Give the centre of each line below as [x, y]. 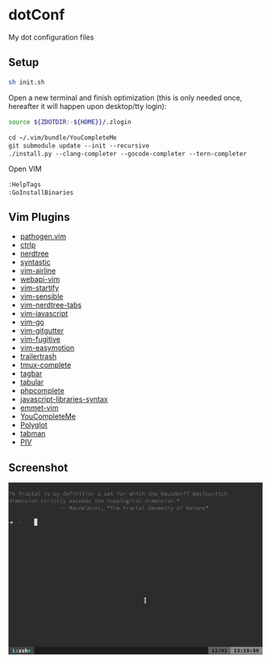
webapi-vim [40, 279]
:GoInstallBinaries [41, 192]
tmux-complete [46, 365]
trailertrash [38, 357]
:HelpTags [25, 184]
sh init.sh [27, 82]
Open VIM [25, 169]
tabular [32, 382]
